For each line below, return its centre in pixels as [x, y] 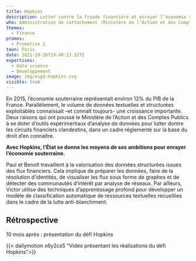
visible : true [23, 82]
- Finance [23, 33]
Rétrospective [32, 220]
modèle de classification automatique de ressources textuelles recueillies [94, 196]
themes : [15, 28]
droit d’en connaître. [30, 136]
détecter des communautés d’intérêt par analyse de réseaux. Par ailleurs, [94, 183]
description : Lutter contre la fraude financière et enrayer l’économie [96, 17]
